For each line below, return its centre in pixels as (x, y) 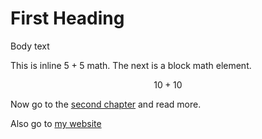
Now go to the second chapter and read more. (106, 104)
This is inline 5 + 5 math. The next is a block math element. (131, 65)
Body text (30, 46)
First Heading (67, 18)
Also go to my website (56, 123)
